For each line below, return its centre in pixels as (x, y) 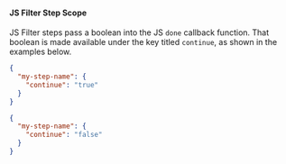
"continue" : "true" (62, 85)
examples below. (41, 52)
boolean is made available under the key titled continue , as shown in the (143, 42)
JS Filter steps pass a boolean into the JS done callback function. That (139, 32)
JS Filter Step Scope (48, 13)
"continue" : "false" (64, 135)
